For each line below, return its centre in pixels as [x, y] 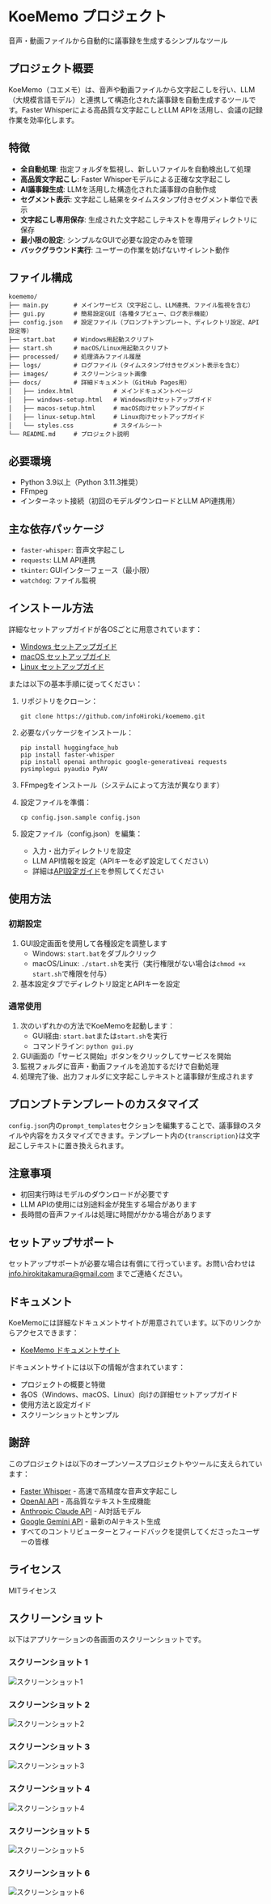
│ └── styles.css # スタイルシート [86, 426]
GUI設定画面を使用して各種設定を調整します [93, 943]
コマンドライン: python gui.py [83, 1045]
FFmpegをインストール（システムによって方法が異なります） [122, 785]
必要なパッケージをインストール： [77, 732]
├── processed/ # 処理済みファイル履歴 [75, 357]
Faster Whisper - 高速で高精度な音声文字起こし [99, 1491]
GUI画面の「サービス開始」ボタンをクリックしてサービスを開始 [125, 1056]
